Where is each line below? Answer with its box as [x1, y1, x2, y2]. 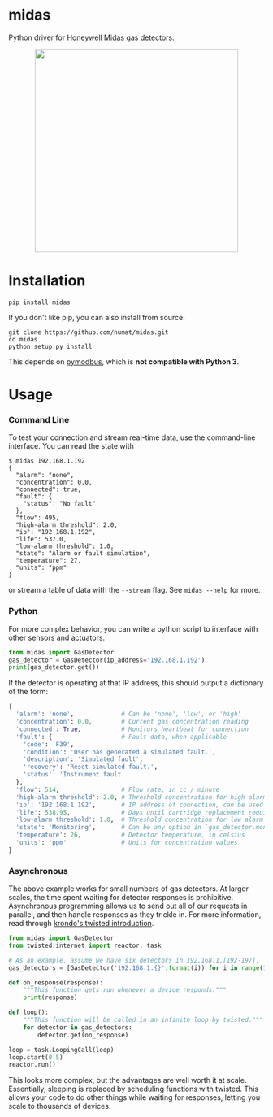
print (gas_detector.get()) [8, 663, 100, 672]
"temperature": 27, [15, 557, 82, 565]
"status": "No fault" [23, 500, 96, 508]
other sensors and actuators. [8, 632, 106, 642]
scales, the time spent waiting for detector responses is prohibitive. [8, 893, 234, 902]
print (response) [23, 993, 79, 1002]
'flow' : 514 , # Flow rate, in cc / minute [15, 785, 220, 793]
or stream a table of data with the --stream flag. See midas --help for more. [8, 585, 261, 595]
